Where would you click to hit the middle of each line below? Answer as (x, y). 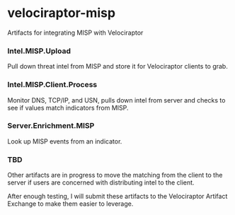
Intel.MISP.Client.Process (52, 85)
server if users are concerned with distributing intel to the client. (101, 182)
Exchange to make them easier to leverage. (70, 204)
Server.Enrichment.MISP (51, 126)
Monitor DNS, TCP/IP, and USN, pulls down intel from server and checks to (116, 100)
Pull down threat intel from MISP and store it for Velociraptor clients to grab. (117, 66)
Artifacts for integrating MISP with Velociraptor (75, 33)
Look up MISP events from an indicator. (65, 141)
